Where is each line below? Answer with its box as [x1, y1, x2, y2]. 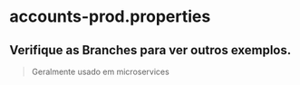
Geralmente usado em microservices [31, 66, 169, 77]
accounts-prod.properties [9, 6, 211, 27]
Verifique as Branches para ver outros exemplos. [9, 42, 292, 58]
